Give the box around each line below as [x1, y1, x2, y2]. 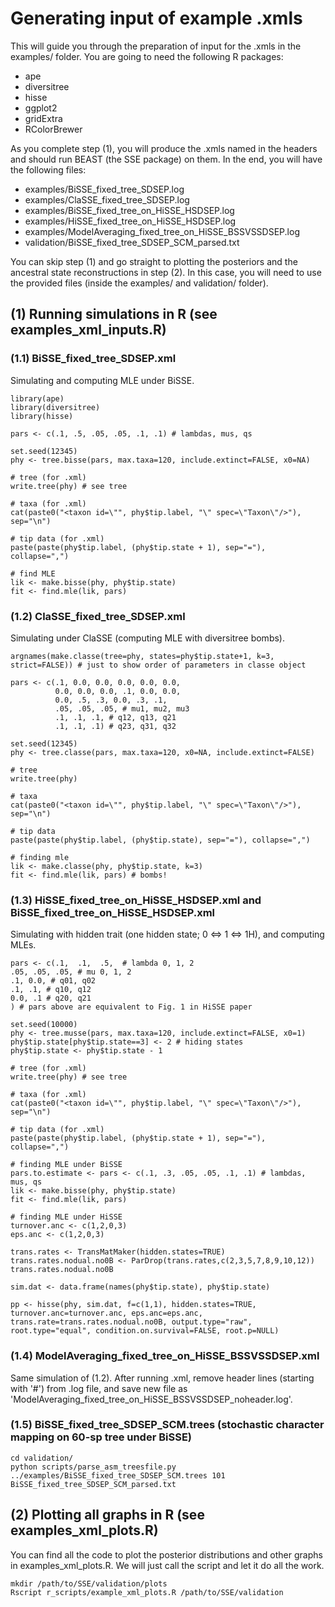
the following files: [10, 163, 87, 176]
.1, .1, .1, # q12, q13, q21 [54, 712, 177, 722]
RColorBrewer [24, 123, 83, 135]
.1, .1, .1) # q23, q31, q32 [54, 721, 177, 731]
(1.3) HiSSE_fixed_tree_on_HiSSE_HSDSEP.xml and [10, 893, 262, 907]
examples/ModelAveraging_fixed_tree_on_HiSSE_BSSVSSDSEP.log [24, 225, 300, 237]
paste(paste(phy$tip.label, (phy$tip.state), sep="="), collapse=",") [10, 835, 311, 845]
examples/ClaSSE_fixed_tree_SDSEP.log [24, 193, 190, 206]
